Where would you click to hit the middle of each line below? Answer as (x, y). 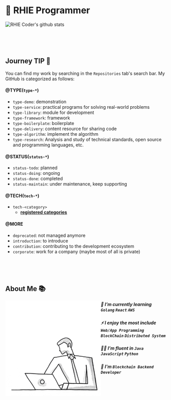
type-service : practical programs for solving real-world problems (81, 107)
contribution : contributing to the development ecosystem (73, 246)
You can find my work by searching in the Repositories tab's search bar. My (85, 73)
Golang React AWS (118, 310)
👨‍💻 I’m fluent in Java (122, 348)
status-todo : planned (35, 168)
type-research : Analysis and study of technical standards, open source (87, 139)
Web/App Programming (123, 330)
